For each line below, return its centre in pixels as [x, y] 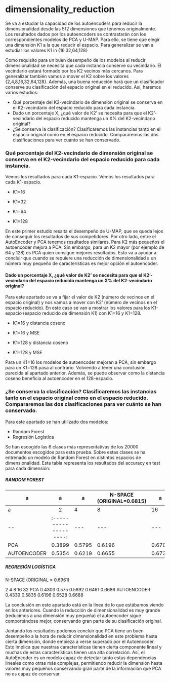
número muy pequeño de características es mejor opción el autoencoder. [82, 263]
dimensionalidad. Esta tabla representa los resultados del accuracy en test [83, 463]
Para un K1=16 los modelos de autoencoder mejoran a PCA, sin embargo [81, 362]
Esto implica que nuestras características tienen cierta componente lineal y [83, 647]
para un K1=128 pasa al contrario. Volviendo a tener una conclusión [75, 368]
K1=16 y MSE [26, 333]
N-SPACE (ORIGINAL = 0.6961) [37, 580]
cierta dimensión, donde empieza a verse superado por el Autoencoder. [80, 641]
